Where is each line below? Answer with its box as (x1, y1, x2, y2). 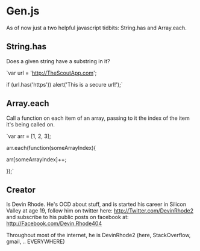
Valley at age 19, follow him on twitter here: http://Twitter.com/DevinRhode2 (6, 207, 194, 214)
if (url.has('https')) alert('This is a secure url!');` (6, 81, 123, 88)
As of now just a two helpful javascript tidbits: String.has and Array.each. (6, 24, 187, 31)
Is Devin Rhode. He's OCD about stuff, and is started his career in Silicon (6, 200, 187, 208)
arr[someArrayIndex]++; (6, 155, 67, 163)
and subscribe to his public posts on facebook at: (6, 214, 129, 221)
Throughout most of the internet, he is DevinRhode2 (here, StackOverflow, (6, 232, 191, 239)
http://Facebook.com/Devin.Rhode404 (6, 220, 102, 227)
